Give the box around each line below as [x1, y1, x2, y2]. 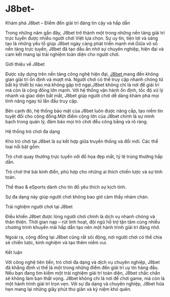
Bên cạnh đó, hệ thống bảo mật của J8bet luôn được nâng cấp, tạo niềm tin [5, 108, 163, 114]
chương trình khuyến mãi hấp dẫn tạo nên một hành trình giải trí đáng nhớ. [5, 224, 161, 230]
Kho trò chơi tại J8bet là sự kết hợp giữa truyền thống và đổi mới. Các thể [5, 138, 158, 144]
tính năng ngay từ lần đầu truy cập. [5, 97, 79, 104]
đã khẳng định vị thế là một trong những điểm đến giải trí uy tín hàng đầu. [5, 265, 159, 271]
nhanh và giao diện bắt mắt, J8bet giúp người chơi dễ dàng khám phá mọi [5, 92, 159, 98]
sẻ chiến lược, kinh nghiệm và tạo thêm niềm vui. [5, 239, 108, 245]
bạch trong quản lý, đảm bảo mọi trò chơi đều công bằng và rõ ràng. [5, 118, 148, 124]
